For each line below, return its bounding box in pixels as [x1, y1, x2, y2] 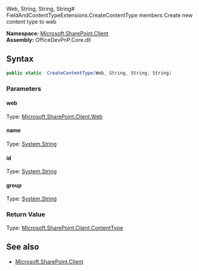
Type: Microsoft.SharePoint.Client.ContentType [6, 224, 123, 232]
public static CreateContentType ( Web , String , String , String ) [6, 70, 172, 76]
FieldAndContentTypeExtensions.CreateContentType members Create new [6, 12, 193, 19]
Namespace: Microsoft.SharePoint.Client [6, 30, 109, 37]
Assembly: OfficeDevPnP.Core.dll [6, 36, 91, 43]
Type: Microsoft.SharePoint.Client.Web [6, 112, 103, 120]
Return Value [6, 210, 45, 219]
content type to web [6, 18, 57, 25]
